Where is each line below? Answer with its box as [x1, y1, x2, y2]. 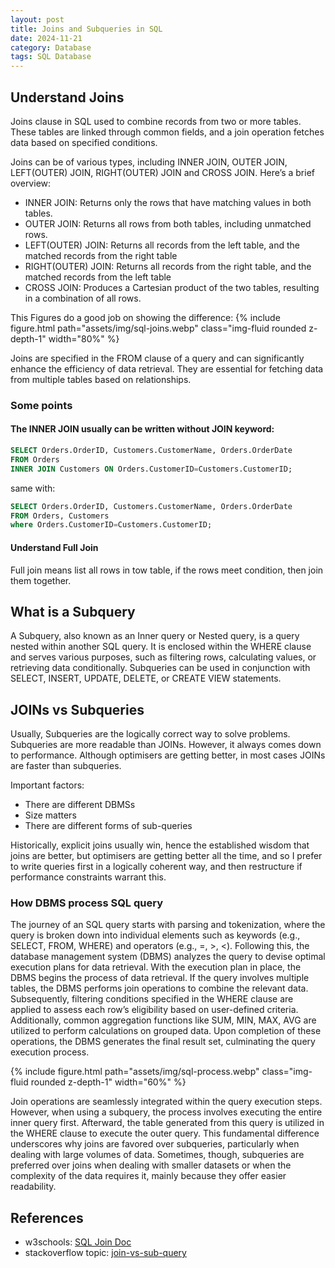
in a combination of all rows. [24, 292, 142, 304]
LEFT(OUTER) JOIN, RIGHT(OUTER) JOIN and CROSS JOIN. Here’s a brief [10, 166, 315, 178]
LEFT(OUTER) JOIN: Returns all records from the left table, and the [24, 239, 300, 251]
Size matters [24, 809, 77, 821]
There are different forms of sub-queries [24, 820, 193, 832]
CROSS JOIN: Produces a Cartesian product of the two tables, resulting [24, 281, 320, 293]
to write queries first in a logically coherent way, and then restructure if [10, 861, 303, 873]
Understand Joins [10, 89, 125, 106]
